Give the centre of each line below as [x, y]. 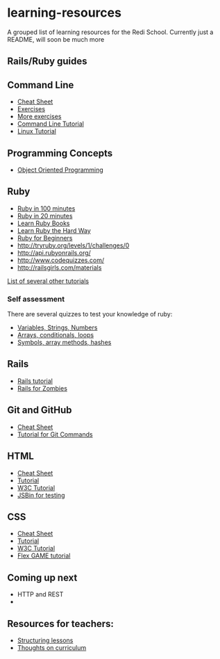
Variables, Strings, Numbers [57, 327]
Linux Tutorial [37, 131]
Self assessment [36, 299]
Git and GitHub [40, 410]
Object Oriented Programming [60, 170]
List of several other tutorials [48, 281]
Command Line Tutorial [51, 124]
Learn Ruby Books [43, 223]
